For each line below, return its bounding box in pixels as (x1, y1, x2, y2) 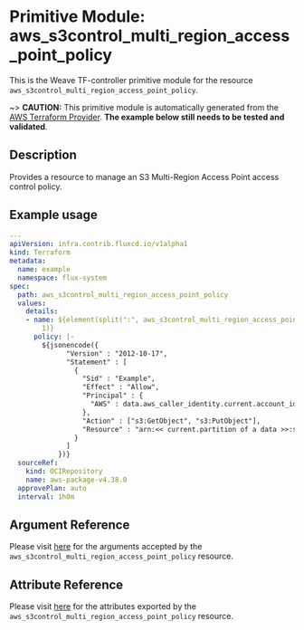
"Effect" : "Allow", (81, 383, 160, 392)
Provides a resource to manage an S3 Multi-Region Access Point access (9, 171, 280, 182)
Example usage (9, 207, 98, 223)
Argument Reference (9, 517, 130, 532)
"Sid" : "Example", (81, 374, 156, 384)
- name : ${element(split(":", (25, 315, 140, 325)
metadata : (9, 256, 47, 266)
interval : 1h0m (17, 492, 75, 501)
